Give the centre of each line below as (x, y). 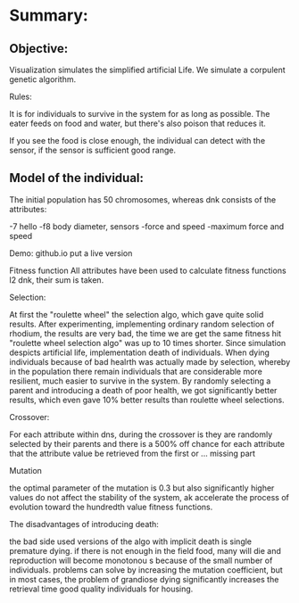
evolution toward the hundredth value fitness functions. (111, 507)
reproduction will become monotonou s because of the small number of (141, 560)
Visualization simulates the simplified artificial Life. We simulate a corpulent (147, 70)
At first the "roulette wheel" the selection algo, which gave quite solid (137, 314)
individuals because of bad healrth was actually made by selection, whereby (150, 361)
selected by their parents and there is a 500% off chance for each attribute (147, 443)
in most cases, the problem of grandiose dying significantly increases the (144, 579)
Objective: (39, 49)
